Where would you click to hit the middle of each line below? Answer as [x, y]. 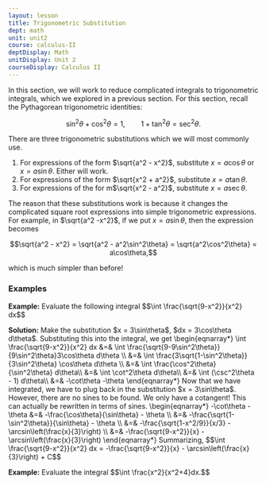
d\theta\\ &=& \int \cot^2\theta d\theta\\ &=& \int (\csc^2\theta [154, 372]
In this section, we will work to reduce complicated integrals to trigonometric [133, 90]
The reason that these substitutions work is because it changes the [118, 204]
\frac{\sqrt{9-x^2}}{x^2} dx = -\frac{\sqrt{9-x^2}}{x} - [96, 448]
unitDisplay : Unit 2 [42, 60]
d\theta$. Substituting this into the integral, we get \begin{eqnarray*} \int [127, 338]
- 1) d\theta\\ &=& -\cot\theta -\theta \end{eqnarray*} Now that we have [124, 380]
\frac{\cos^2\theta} [185, 363]
